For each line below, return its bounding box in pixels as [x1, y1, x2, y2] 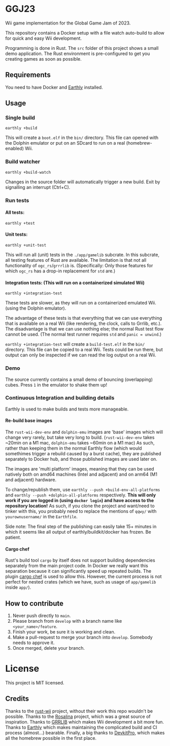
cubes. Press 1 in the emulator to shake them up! [5, 381, 108, 388]
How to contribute [5, 599, 64, 607]
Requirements [5, 71, 51, 79]
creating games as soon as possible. [5, 56, 82, 62]
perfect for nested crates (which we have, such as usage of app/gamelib [5, 579, 156, 585]
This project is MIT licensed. [5, 680, 64, 686]
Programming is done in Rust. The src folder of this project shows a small [5, 45, 159, 51]
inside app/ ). [5, 584, 31, 591]
